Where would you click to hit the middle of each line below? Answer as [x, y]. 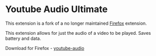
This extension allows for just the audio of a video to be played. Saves [78, 33]
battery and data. [23, 38]
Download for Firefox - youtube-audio [45, 48]
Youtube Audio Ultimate [56, 9]
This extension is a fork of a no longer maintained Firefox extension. [76, 23]
